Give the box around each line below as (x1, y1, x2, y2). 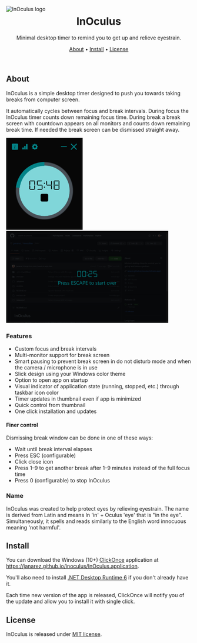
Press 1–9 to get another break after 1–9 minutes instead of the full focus (14, 465, 190, 472)
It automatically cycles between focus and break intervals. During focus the (6, 107, 189, 114)
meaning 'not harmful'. (6, 524, 61, 531)
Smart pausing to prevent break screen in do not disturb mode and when (14, 358, 191, 365)
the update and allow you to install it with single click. (6, 598, 135, 605)
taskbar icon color (14, 389, 59, 397)
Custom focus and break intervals (14, 345, 97, 352)
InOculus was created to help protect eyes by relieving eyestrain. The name (6, 505, 189, 512)
